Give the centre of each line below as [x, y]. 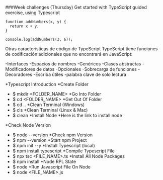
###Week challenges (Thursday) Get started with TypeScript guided [76, 7]
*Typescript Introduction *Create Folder [47, 84]
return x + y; [24, 26]
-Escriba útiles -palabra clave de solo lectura [80, 74]
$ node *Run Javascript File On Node [51, 167]
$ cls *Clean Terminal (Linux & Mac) [50, 110]
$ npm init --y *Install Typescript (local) [54, 146]
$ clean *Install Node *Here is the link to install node [67, 115]
